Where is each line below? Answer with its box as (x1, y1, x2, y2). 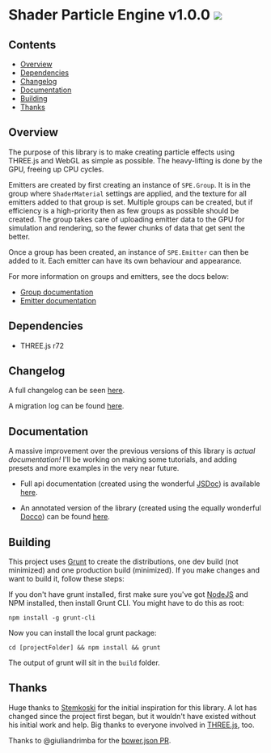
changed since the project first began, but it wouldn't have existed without (8, 711, 256, 721)
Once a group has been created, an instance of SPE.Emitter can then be (8, 247, 249, 256)
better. (8, 231, 31, 241)
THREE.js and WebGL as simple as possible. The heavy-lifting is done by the (8, 155, 263, 165)
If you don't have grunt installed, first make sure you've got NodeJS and (8, 590, 248, 599)
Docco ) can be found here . (19, 512, 111, 522)
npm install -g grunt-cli (8, 614, 95, 622)
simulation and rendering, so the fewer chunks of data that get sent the (8, 222, 245, 232)
